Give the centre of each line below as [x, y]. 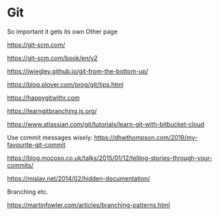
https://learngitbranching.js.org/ [52, 111]
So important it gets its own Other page [63, 31]
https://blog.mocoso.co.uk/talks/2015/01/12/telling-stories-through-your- [110, 158]
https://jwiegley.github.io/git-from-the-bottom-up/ [78, 71]
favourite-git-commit [37, 144]
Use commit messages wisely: [50, 137]
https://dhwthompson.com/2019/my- [146, 137]
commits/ [20, 165]
